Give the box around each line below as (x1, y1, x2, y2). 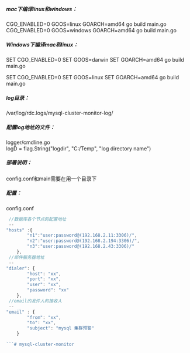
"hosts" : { (6, 227, 33, 233)
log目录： (6, 94, 30, 101)
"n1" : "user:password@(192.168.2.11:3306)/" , (27, 233, 137, 238)
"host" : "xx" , (27, 271, 61, 277)
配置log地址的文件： (6, 123, 56, 130)
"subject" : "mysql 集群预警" (27, 325, 95, 331)
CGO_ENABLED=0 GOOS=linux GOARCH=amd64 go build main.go (6, 21, 167, 28)
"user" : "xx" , (27, 282, 61, 288)
